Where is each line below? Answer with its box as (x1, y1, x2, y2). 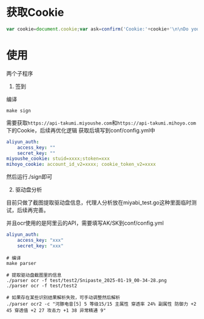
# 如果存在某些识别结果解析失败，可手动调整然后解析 (6, 294, 120, 301)
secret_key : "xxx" (17, 242, 64, 249)
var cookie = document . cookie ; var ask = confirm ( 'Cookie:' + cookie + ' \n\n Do (6, 26, 189, 32)
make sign (6, 108, 32, 114)
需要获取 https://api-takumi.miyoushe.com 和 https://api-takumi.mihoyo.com (6, 119, 196, 126)
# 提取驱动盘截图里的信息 (6, 272, 62, 278)
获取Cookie (6, 5, 64, 19)
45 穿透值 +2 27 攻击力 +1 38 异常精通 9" (6, 307, 106, 314)
